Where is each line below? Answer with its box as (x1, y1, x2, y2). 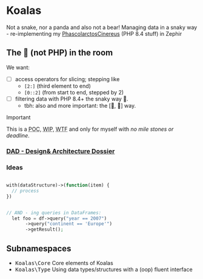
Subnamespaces (6, 243, 72, 254)
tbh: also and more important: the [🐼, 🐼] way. (24, 102, 136, 109)
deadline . (6, 131, 30, 139)
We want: (6, 64, 30, 71)
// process (12, 188, 39, 194)
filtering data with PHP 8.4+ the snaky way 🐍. (15, 95, 128, 102)
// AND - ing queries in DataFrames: (6, 209, 102, 215)
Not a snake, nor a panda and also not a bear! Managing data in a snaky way (6, 24, 198, 31)
